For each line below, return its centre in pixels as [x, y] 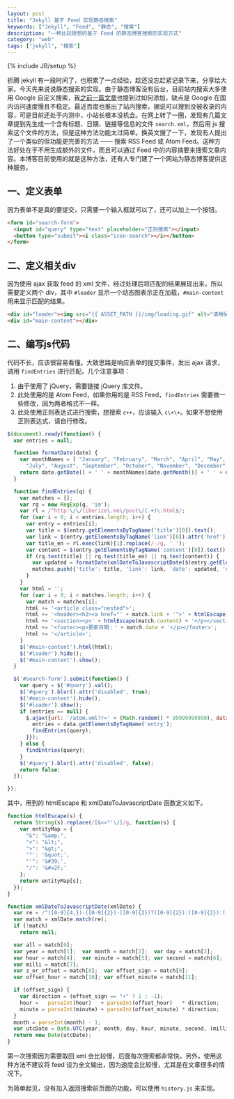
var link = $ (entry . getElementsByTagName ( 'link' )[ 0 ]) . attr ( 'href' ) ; [127, 537]
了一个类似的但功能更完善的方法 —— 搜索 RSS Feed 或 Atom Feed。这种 [111, 141]
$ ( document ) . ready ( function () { [54, 434]
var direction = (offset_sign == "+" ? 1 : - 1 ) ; [92, 997]
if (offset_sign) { [42, 990]
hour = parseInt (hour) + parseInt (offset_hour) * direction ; [119, 1003]
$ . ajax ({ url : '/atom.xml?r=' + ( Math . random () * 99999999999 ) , [119, 718]
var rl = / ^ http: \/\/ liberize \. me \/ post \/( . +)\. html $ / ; [103, 511]
